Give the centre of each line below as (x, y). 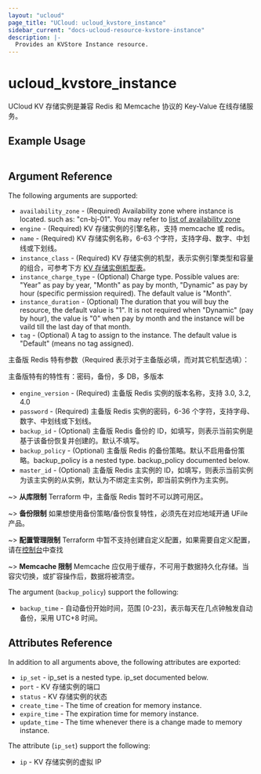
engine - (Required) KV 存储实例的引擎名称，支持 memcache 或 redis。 (134, 228)
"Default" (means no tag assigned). (76, 343)
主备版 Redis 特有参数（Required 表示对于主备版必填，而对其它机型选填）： (129, 359)
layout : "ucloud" (36, 15)
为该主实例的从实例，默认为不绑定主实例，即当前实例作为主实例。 (126, 479)
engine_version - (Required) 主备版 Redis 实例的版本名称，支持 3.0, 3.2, (135, 393)
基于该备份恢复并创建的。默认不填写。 (81, 440)
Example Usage (47, 141)
